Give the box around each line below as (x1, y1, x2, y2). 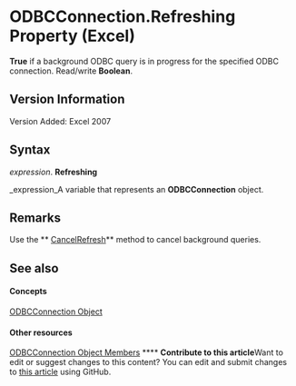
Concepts (9, 286, 47, 297)
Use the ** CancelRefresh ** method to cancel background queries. (9, 234, 261, 245)
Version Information (9, 92, 125, 107)
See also (9, 261, 59, 276)
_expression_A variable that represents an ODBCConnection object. (9, 183, 264, 194)
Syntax (9, 143, 51, 158)
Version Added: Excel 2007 (9, 115, 112, 126)
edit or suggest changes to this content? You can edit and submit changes (9, 357, 288, 368)
